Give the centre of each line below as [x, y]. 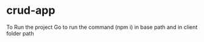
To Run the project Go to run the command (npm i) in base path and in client [102, 27]
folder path [20, 33]
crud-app [31, 10]
